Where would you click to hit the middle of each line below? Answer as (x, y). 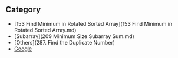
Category (23, 10)
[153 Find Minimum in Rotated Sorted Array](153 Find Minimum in (93, 23)
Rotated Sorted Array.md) (45, 30)
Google (23, 49)
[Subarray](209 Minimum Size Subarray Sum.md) (74, 36)
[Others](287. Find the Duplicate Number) (65, 42)
